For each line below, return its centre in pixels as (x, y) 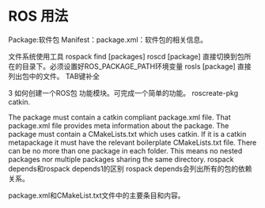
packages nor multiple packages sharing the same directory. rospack (121, 159)
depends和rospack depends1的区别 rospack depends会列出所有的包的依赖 (130, 168)
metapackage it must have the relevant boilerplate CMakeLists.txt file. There (132, 142)
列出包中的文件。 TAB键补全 (54, 76)
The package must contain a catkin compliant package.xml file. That (119, 117)
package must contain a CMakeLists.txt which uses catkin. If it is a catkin (127, 134)
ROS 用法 (38, 16)
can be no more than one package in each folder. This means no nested (125, 150)
